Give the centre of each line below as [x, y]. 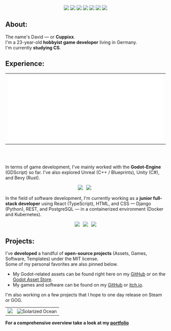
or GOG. [14, 300]
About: [17, 25]
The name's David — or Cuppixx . [40, 37]
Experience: [25, 64]
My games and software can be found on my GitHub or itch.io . [78, 285]
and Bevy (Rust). [23, 178]
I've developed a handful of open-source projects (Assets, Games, [76, 253]
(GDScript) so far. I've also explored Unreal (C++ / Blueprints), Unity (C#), [82, 172]
